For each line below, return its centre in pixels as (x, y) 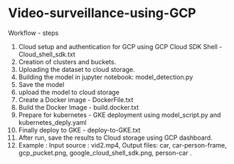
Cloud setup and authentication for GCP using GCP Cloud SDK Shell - (120, 46)
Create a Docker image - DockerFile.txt (76, 99)
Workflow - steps (33, 33)
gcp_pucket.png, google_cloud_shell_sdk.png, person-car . (105, 153)
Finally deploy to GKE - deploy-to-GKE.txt (79, 130)
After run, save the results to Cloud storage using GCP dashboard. (115, 138)
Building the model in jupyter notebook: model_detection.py (106, 77)
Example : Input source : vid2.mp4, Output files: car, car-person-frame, (122, 145)
